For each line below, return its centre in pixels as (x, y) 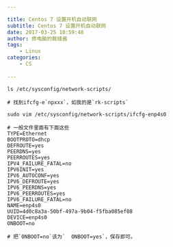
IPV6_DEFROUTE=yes (33, 181)
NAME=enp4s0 (24, 205)
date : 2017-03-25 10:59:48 (45, 32)
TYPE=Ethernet (27, 133)
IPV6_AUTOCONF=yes (33, 175)
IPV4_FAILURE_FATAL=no (39, 164)
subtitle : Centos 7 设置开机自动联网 (57, 26)
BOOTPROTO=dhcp (29, 140)
